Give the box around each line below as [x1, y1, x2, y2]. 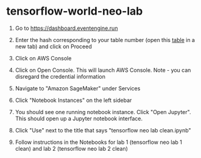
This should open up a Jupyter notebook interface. [15, 115, 143, 122]
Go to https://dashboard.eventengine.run [15, 24, 118, 32]
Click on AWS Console [15, 54, 72, 62]
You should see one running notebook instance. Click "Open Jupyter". [15, 108, 191, 115]
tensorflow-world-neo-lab [6, 4, 143, 18]
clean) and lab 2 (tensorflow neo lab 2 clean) [15, 145, 128, 152]
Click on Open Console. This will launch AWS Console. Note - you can [15, 66, 191, 74]
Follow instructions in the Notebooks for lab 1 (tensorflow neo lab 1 [15, 138, 183, 146]
